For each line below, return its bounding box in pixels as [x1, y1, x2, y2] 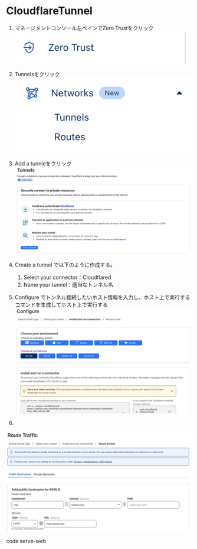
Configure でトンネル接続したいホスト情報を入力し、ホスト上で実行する [14, 294, 191, 301]
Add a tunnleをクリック [14, 160, 72, 167]
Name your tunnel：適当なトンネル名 [23, 281, 114, 288]
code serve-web [6, 538, 47, 545]
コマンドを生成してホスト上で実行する [14, 301, 108, 308]
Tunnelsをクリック [14, 70, 60, 77]
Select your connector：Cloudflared [23, 274, 111, 281]
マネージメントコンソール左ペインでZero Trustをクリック [14, 24, 154, 31]
